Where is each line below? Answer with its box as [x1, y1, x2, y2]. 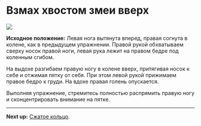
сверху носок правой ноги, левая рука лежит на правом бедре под [6, 47, 179, 54]
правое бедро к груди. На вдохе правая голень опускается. [6, 78, 159, 85]
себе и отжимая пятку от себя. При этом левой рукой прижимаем [6, 71, 176, 78]
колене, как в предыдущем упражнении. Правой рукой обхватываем [6, 41, 184, 48]
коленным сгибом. [6, 53, 54, 60]
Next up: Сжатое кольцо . [6, 113, 71, 120]
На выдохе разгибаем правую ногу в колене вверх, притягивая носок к [6, 65, 190, 72]
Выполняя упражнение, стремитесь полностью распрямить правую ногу [6, 89, 195, 96]
